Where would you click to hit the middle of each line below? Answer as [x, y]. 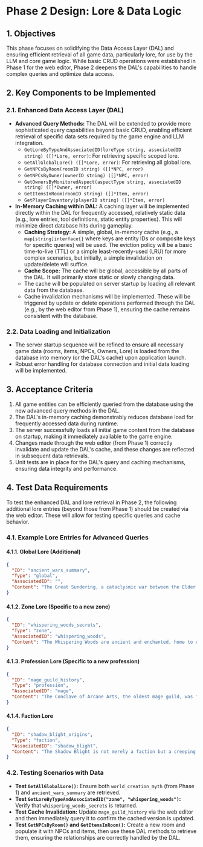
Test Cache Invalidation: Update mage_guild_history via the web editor [104, 812]
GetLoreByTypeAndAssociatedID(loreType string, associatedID [102, 150]
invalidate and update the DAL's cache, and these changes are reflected [105, 449]
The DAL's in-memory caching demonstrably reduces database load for [104, 417]
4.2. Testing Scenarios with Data [55, 773]
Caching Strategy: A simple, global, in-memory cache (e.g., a [101, 232]
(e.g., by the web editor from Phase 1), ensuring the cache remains [107, 309]
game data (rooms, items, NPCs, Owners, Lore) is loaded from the [97, 351]
